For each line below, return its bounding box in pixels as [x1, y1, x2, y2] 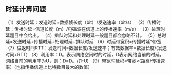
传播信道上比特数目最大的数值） [25, 64, 93, 70]
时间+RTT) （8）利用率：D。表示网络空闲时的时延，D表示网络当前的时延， [5, 51, 164, 57]
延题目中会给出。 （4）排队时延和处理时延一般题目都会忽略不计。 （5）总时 [5, 32, 167, 38]
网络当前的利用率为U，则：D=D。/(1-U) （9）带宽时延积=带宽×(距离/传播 [5, 58, 161, 64]
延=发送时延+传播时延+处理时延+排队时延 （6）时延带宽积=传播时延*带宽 [5, 38, 162, 44]
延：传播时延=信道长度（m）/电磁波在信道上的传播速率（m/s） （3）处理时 [5, 26, 165, 32]
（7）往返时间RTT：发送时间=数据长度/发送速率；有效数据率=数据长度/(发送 [5, 45, 167, 51]
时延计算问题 [5, 5, 46, 14]
